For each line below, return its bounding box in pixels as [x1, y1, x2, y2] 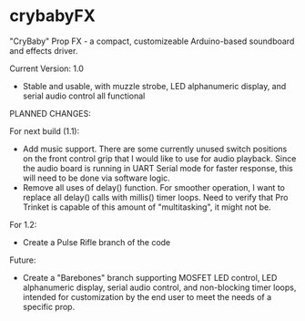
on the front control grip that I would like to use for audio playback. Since [22, 152, 297, 164]
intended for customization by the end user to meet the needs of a [22, 291, 272, 302]
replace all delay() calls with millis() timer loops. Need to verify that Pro [22, 192, 289, 202]
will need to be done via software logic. [22, 172, 170, 183]
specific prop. [22, 301, 76, 312]
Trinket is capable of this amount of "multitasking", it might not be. [22, 202, 271, 212]
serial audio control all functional [22, 90, 146, 101]
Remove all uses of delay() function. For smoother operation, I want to [22, 181, 285, 192]
